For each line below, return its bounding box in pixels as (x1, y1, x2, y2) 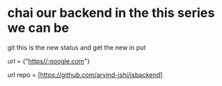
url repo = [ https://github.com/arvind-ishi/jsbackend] (7, 70, 163, 79)
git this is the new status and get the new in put (7, 43, 146, 51)
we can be (7, 20, 70, 36)
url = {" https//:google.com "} (7, 56, 90, 65)
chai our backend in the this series (7, 5, 215, 21)
